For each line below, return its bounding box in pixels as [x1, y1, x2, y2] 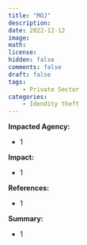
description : [8, 19, 51, 27]
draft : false [8, 71, 51, 78]
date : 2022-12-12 [8, 26, 66, 34]
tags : [8, 78, 26, 86]
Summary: [8, 214, 43, 224]
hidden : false [8, 56, 55, 64]
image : [8, 33, 30, 42]
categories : [8, 93, 47, 101]
